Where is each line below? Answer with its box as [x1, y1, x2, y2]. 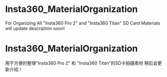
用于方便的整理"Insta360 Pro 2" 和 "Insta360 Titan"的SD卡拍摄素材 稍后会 [5, 60, 158, 66]
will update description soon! [5, 25, 65, 31]
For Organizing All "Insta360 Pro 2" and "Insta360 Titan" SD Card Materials [5, 20, 160, 26]
